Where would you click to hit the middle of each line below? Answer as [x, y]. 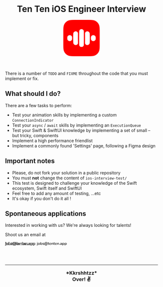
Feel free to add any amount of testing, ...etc [56, 193]
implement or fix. [22, 79]
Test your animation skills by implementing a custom [64, 115]
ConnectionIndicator [33, 120]
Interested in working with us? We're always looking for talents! [68, 225]
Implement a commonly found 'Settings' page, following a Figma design [84, 145]
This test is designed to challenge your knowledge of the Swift [74, 183]
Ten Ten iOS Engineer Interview [81, 9]
